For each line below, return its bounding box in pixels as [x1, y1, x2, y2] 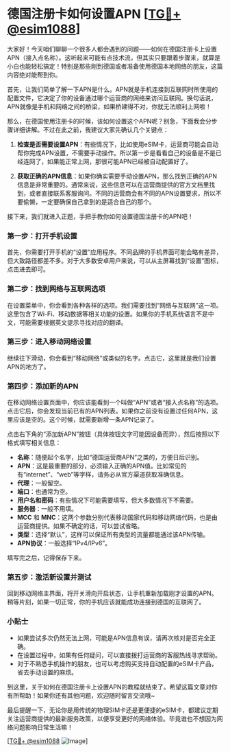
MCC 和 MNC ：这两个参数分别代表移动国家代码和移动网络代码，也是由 [16, 513, 218, 522]
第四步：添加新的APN [7, 381, 79, 391]
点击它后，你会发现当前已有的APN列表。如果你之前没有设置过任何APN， [7, 407, 212, 415]
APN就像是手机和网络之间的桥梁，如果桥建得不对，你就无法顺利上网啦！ [7, 102, 212, 111]
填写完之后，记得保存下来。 [7, 554, 86, 562]
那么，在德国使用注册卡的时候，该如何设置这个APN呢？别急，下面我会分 [7, 117, 212, 125]
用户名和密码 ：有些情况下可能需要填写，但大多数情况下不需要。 [16, 496, 197, 505]
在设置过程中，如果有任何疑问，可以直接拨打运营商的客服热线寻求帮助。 [16, 650, 221, 659]
